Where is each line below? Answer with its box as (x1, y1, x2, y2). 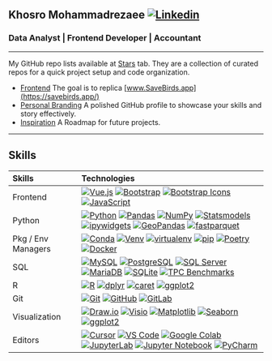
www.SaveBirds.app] (126, 83, 197, 92)
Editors (12, 334, 40, 346)
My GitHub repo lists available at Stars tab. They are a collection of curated (8, 58, 259, 68)
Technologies (81, 172, 135, 183)
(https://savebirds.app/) (19, 91, 100, 101)
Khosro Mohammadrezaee (8, 8, 146, 22)
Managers (12, 243, 51, 254)
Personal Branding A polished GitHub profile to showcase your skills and (19, 100, 262, 110)
